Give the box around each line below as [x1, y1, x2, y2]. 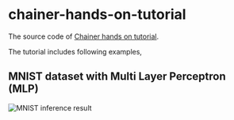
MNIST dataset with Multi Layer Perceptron [8, 69, 226, 84]
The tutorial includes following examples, [8, 47, 143, 56]
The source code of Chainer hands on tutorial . [8, 32, 159, 41]
